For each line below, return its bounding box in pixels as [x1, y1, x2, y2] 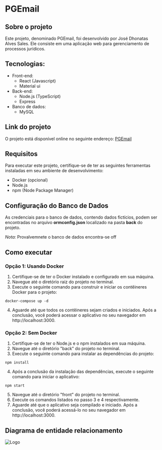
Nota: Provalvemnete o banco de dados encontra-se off [5, 234, 117, 240]
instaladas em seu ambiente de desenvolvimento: [5, 168, 104, 174]
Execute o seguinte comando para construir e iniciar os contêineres [12, 284, 147, 289]
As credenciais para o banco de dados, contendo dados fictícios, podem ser [5, 214, 158, 220]
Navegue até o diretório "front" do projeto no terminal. [12, 392, 120, 398]
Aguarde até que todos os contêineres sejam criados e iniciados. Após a [12, 307, 157, 313]
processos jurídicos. [5, 46, 45, 51]
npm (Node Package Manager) [12, 188, 74, 193]
